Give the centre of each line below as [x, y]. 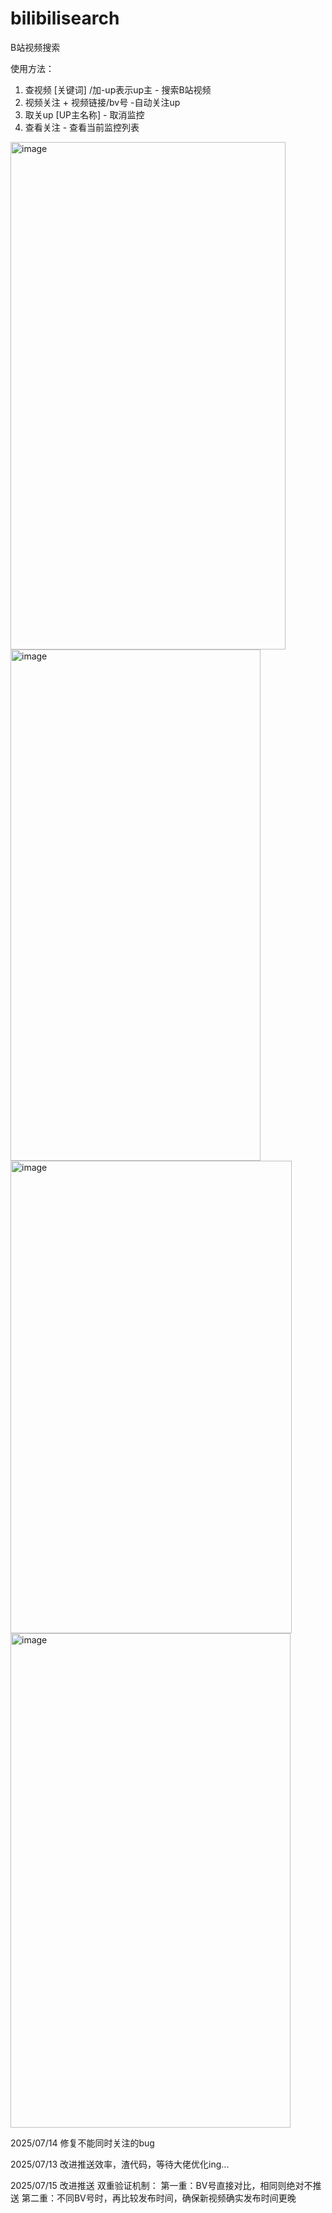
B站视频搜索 [35, 47]
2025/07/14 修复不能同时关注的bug [82, 2143]
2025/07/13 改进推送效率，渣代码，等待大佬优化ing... [120, 2164]
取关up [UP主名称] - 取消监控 [84, 114]
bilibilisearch [65, 18]
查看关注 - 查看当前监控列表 [82, 127]
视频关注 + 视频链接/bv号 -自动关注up [102, 102]
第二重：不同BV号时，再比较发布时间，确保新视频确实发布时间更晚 [159, 2198]
